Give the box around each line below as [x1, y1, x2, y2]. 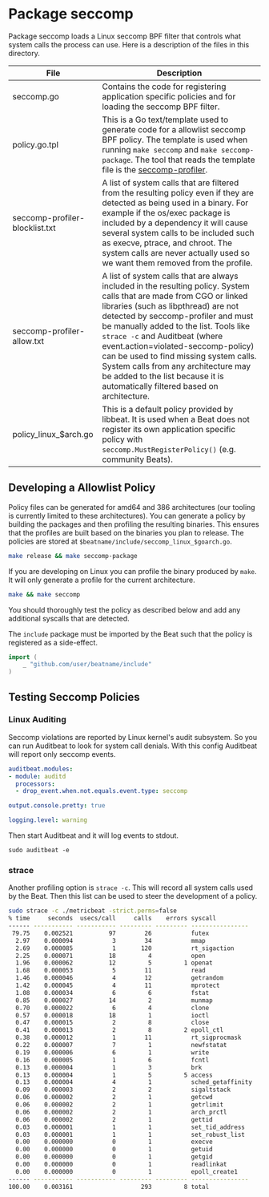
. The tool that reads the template [130, 154, 255, 165]
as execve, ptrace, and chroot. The [102, 237, 233, 249]
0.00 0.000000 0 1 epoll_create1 [15, 1167, 239, 1175]
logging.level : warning [8, 816, 88, 824]
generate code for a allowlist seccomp [102, 123, 246, 135]
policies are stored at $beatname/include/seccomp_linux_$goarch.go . [8, 536, 232, 546]
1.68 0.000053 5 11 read [15, 967, 206, 975]
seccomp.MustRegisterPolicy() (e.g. [102, 443, 236, 455]
